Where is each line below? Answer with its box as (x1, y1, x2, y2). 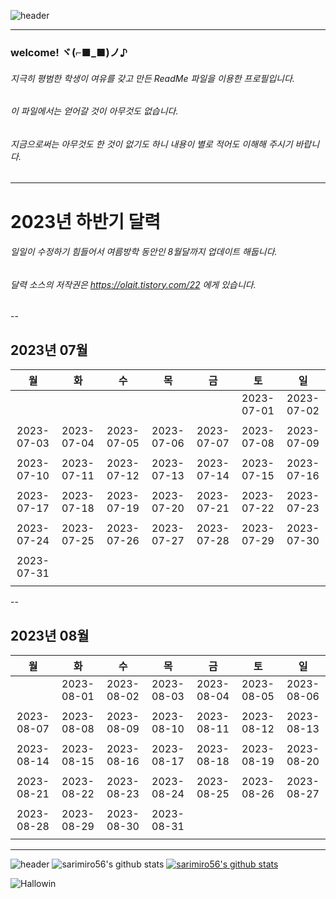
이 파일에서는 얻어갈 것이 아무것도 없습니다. (10, 105, 179, 117)
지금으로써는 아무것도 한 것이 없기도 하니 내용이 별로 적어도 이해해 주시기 (10, 138, 293, 150)
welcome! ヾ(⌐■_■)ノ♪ (10, 45, 128, 59)
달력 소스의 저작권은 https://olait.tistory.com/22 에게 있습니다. (10, 278, 257, 290)
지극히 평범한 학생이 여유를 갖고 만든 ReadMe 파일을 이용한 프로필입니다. (10, 72, 295, 84)
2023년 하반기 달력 (10, 210, 162, 233)
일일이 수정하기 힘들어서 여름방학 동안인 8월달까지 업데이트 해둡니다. (10, 246, 278, 258)
